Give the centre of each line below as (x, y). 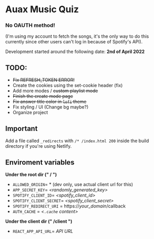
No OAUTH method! (30, 25)
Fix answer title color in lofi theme (49, 102)
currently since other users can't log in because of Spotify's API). (74, 42)
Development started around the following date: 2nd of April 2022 (75, 51)
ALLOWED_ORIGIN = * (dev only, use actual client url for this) (73, 184)
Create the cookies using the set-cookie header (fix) (68, 86)
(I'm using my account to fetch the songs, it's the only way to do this (77, 36)
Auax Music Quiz (42, 9)
